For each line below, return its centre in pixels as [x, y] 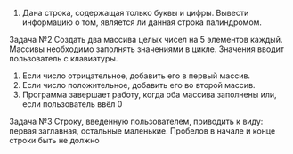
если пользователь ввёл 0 [72, 104]
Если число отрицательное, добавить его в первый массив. [136, 76]
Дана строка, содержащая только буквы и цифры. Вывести [135, 13]
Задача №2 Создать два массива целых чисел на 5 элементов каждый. [146, 40]
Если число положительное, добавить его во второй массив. [138, 85]
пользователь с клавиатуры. [64, 58]
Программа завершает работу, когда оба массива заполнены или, [150, 94]
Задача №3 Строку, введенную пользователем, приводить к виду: [136, 121]
